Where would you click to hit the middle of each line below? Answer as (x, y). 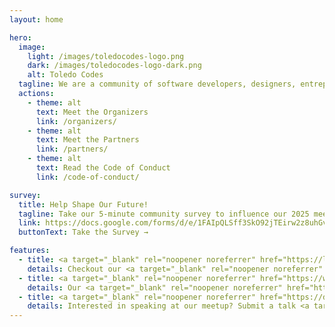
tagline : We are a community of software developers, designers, (157, 84)
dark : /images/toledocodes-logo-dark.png (114, 66)
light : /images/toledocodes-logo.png (106, 56)
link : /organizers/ (76, 121)
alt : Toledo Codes (65, 75)
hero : (20, 37)
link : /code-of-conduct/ (87, 177)
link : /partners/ (72, 149)
